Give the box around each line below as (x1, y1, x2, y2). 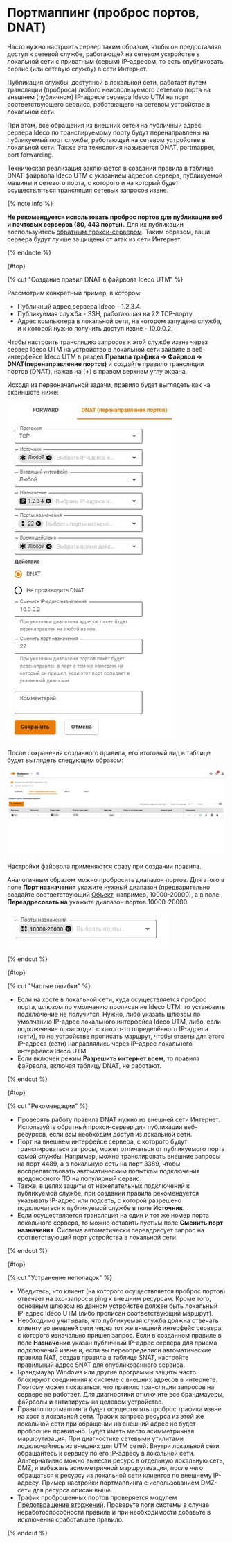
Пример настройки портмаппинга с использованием (41, 1479, 199, 1487)
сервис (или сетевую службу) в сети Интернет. (7, 64, 148, 73)
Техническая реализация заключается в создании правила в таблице (7, 164, 214, 172)
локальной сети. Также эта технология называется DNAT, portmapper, (7, 143, 215, 151)
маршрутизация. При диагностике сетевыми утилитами (17, 1434, 184, 1442)
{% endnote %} (7, 248, 52, 257)
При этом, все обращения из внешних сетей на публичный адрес (7, 121, 202, 129)
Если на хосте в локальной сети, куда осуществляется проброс (17, 995, 207, 1003)
